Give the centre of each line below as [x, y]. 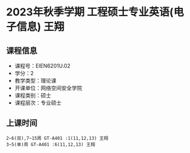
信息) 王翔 [41, 27]
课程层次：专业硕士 [38, 103]
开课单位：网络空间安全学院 [48, 88]
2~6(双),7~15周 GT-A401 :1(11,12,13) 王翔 [57, 138]
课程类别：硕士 [33, 95]
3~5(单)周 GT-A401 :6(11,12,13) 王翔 [51, 144]
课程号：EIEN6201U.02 [42, 66]
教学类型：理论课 [35, 81]
